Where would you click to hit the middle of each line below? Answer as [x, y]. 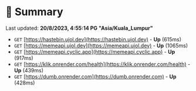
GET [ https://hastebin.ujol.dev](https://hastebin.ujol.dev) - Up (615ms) [98, 39]
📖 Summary [34, 12]
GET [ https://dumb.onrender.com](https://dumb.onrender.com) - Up [95, 76]
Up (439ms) [29, 70]
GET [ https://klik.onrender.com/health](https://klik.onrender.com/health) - [102, 64]
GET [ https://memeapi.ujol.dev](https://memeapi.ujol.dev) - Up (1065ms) [101, 45]
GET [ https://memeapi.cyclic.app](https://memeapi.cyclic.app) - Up [94, 51]
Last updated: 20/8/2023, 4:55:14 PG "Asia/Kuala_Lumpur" [79, 28]
